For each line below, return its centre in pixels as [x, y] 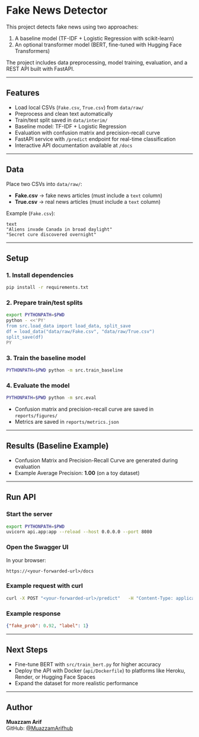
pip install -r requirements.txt [47, 288]
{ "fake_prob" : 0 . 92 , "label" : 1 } [47, 626]
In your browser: [26, 560]
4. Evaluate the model [38, 385]
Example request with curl [45, 586]
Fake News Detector [57, 10]
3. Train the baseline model [46, 358]
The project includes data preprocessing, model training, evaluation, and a [97, 62]
